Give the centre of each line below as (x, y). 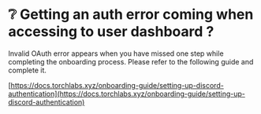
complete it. (28, 70)
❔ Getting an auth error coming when (131, 15)
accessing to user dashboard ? (111, 32)
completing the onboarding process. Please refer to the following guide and (131, 61)
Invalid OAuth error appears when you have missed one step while (116, 53)
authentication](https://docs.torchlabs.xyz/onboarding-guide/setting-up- (127, 94)
